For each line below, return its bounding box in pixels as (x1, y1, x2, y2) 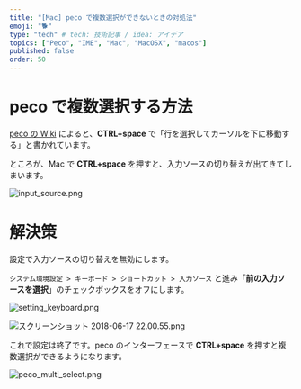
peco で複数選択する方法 (9, 96, 193, 117)
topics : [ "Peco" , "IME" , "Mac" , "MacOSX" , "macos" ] (9, 38, 207, 48)
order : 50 (9, 55, 47, 64)
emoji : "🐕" (9, 22, 52, 31)
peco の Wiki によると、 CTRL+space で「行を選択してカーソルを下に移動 (9, 128, 282, 139)
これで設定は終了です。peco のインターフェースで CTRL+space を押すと (9, 339, 279, 350)
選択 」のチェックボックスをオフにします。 (32, 284, 190, 294)
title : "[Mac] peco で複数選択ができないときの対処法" (9, 13, 198, 23)
